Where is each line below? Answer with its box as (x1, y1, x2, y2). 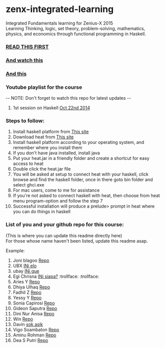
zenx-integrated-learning (5, 4, 114, 15)
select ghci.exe (12, 182, 44, 188)
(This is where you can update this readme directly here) (5, 232, 122, 239)
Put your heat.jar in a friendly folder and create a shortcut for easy (12, 155, 149, 161)
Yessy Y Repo (12, 294, 42, 300)
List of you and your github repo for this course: (5, 221, 124, 228)
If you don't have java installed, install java (12, 150, 100, 156)
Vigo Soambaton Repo (12, 326, 59, 332)
